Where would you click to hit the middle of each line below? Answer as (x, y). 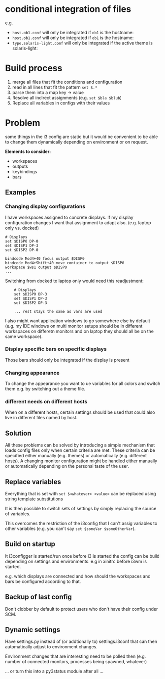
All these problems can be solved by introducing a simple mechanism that (80, 445)
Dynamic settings (33, 630)
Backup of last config (39, 597)
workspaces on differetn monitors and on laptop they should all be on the (80, 331)
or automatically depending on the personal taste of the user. (67, 466)
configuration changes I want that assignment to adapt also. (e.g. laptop (78, 222)
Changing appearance (33, 373)
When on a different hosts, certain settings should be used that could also (80, 412)
